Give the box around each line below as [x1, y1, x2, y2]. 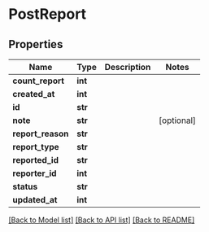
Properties [8, 37, 63, 51]
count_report [12, 75, 65, 86]
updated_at [12, 195, 58, 205]
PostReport [8, 5, 87, 24]
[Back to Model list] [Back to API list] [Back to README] [8, 215, 195, 225]
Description [104, 62, 151, 72]
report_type [12, 142, 59, 152]
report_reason [12, 128, 69, 139]
